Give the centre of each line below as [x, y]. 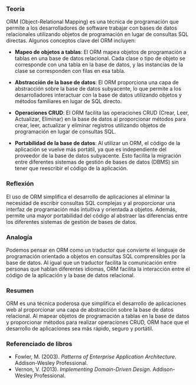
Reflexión [20, 184]
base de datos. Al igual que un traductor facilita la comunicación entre [92, 262]
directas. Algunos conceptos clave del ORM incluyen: [71, 41]
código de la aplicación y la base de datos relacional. [71, 275]
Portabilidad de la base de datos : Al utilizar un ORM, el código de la [97, 143]
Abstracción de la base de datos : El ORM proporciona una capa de [97, 82]
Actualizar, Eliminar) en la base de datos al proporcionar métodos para [100, 119]
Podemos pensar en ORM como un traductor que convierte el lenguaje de [96, 250]
